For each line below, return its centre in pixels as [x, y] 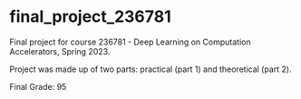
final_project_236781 [90, 17]
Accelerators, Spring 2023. [60, 51]
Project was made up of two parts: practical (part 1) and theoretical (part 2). [150, 69]
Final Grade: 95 [38, 86]
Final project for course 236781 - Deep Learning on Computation [130, 42]
